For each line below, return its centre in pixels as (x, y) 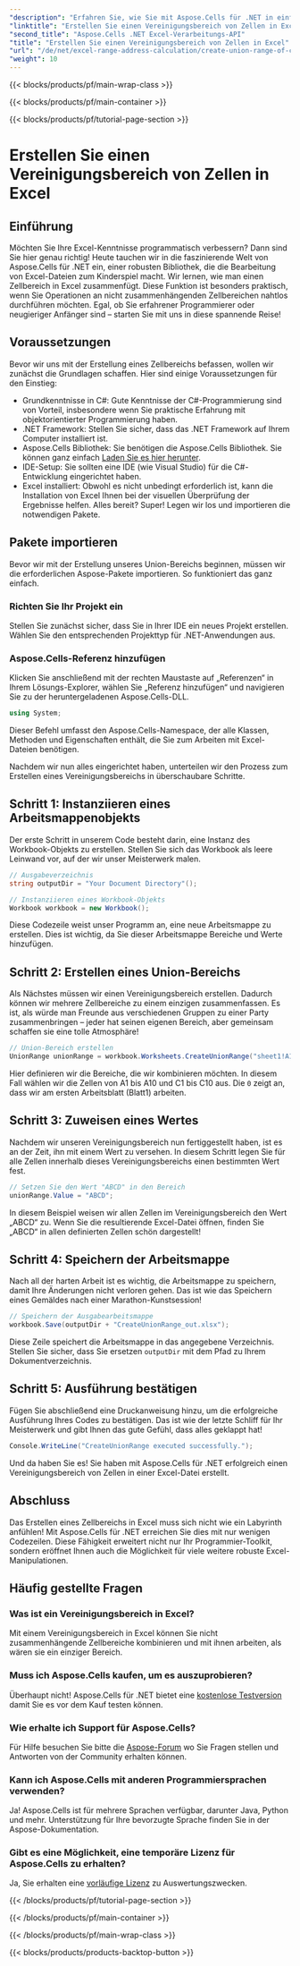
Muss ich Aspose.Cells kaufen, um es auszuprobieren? (131, 1675)
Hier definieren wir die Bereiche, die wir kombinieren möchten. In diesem (143, 1073)
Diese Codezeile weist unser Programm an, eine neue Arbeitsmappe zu (140, 925)
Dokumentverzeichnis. (50, 1361)
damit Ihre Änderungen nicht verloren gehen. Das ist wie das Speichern (141, 1291)
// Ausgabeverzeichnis (51, 875)
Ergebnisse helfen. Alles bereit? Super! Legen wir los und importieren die (156, 504)
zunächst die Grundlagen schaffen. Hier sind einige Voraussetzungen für (143, 373)
